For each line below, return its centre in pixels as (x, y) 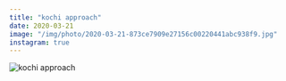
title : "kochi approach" (55, 17)
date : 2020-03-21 (42, 26)
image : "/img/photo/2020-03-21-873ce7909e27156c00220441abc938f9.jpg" (143, 34)
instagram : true (39, 42)
